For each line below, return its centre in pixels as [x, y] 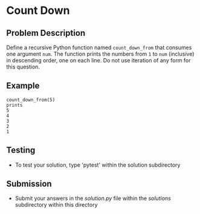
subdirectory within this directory [56, 205]
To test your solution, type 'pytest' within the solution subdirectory [98, 165]
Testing [21, 150]
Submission [29, 184]
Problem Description [46, 33]
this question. [23, 67]
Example [23, 86]
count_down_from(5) [31, 100]
